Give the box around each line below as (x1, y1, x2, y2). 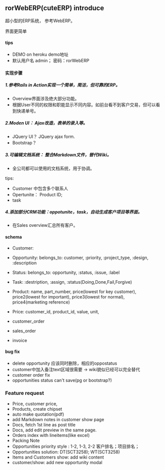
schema (5, 234, 22, 240)
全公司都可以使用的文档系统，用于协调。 (12, 165, 95, 171)
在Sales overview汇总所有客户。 (12, 222, 78, 228)
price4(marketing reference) (12, 299, 70, 305)
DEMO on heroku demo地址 (12, 51, 69, 57)
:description (12, 259, 37, 266)
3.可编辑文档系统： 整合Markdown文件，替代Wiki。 (5, 152, 112, 158)
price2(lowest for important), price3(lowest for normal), (12, 294, 125, 299)
